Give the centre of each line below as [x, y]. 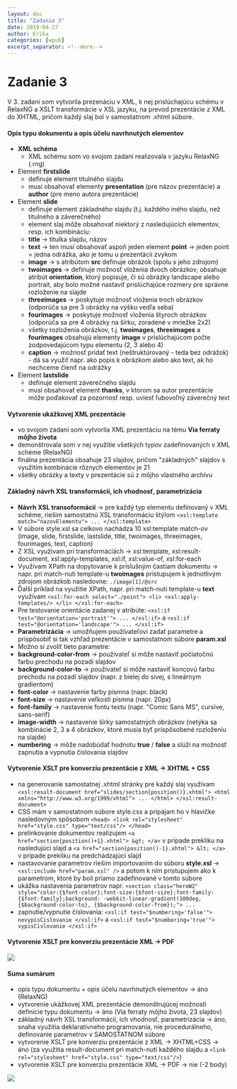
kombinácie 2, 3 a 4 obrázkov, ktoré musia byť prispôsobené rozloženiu [122, 729]
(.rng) [36, 164]
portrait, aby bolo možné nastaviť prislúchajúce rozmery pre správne [128, 285]
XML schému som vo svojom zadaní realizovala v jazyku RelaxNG [123, 156]
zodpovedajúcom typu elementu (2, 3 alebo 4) [96, 345]
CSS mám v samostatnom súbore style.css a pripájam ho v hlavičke [116, 811]
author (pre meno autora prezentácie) [83, 194]
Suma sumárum [31, 973]
